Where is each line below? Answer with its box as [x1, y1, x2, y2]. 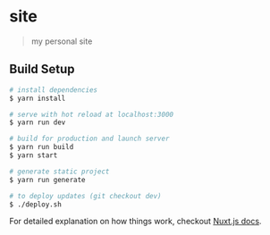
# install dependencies [9, 85, 98, 95]
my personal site [30, 36, 93, 46]
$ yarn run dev [9, 118, 66, 127]
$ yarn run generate [9, 175, 87, 184]
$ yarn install [9, 94, 66, 103]
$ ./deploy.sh [9, 199, 63, 209]
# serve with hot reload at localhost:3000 [9, 110, 174, 119]
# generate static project [9, 167, 110, 176]
